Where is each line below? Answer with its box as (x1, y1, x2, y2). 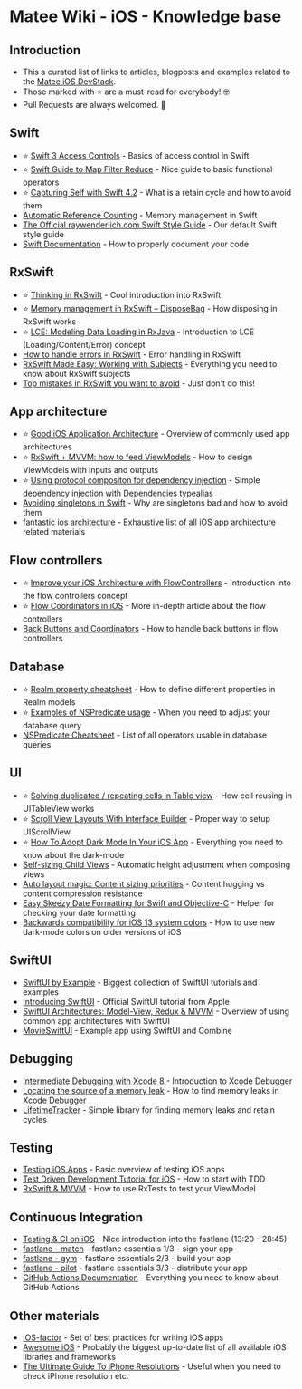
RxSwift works (22, 315, 77, 327)
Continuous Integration (9, 1210, 143, 1225)
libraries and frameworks (22, 1351, 116, 1362)
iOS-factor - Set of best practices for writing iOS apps (22, 1332, 224, 1343)
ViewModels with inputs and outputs (22, 465, 159, 476)
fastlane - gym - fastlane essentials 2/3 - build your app (22, 1253, 231, 1264)
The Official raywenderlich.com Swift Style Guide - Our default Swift (22, 219, 278, 230)
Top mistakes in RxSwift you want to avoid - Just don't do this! (22, 378, 256, 389)
